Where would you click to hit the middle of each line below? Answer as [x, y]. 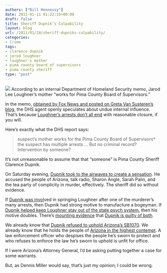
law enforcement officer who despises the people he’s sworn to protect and [83, 235]
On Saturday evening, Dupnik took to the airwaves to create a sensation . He [83, 174]
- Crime [13, 42]
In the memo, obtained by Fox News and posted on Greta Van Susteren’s [79, 104]
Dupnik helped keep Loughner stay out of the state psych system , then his [81, 210]
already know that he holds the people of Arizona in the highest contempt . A [83, 230]
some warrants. [21, 256]
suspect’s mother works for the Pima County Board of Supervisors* [86, 139]
